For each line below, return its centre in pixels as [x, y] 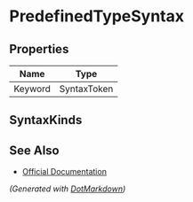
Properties [39, 49]
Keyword [32, 89]
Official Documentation [64, 172]
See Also [34, 150]
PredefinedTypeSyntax [97, 16]
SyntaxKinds [46, 120]
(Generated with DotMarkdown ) [68, 189]
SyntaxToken [86, 89]
